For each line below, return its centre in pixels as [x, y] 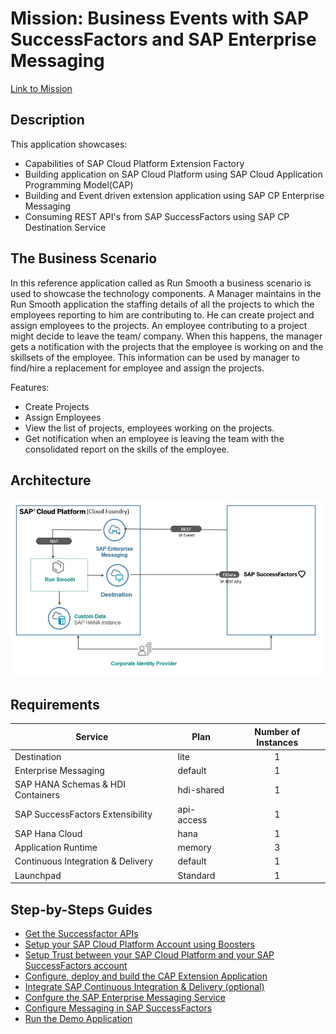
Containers [37, 795]
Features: [30, 387]
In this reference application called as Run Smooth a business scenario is [161, 283]
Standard [196, 875]
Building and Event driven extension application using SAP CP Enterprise [174, 195]
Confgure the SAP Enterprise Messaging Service [125, 997]
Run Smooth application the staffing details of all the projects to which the [162, 304]
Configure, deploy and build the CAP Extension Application [146, 976]
